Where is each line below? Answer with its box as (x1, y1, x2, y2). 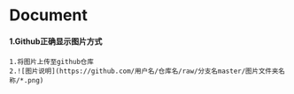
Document (9, 5, 89, 25)
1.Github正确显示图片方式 (9, 36, 103, 47)
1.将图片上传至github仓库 (9, 58, 95, 67)
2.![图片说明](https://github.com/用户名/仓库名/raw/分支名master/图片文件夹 (9, 67, 279, 76)
